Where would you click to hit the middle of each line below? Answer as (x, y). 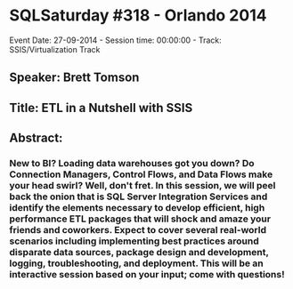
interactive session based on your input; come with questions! (147, 275)
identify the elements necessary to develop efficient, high (137, 208)
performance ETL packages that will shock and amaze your (140, 219)
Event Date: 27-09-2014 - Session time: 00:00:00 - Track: (116, 40)
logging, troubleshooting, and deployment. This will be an (137, 263)
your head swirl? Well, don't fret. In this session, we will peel (142, 186)
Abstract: (36, 138)
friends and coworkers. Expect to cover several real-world (138, 230)
